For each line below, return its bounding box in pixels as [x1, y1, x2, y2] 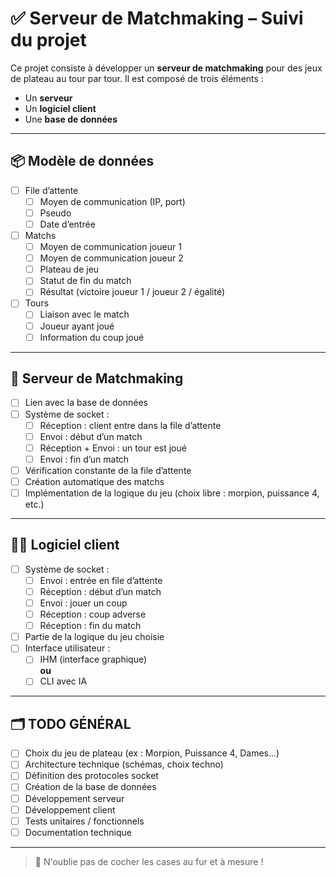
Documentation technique [24, 826, 132, 838]
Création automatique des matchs [24, 475, 165, 487]
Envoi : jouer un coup [39, 597, 128, 609]
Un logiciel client [24, 102, 97, 114]
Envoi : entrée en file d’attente [39, 574, 163, 586]
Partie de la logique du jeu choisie [24, 631, 165, 643]
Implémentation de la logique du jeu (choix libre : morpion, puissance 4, [24, 487, 320, 499]
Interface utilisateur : [24, 642, 111, 654]
